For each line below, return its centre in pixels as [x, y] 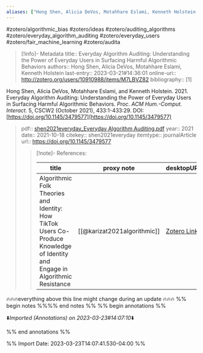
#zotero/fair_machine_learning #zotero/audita [63, 42]
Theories [52, 193]
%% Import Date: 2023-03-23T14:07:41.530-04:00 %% [76, 343]
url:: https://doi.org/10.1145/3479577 [66, 141]
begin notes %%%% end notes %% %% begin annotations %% [86, 305]
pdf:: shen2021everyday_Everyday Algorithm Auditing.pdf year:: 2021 [107, 128]
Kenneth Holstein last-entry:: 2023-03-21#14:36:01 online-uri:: [98, 73]
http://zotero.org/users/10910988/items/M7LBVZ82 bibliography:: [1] [106, 79]
